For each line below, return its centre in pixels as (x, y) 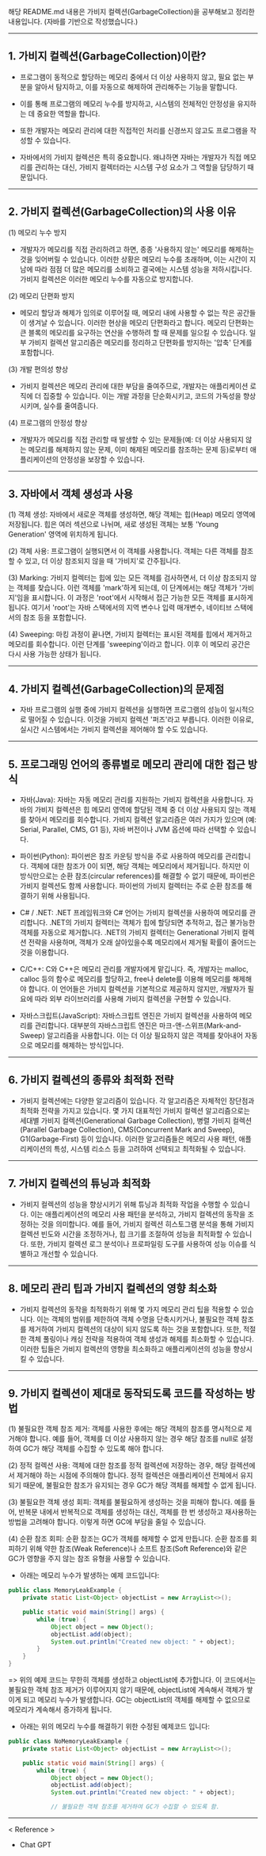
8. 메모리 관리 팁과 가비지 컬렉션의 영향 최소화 (113, 1289)
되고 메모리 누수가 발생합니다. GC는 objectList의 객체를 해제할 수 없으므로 (137, 1700)
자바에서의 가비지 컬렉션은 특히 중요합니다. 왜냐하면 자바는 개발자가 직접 (131, 157)
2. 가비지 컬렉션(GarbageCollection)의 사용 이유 (122, 212)
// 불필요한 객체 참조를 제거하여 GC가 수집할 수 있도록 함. (135, 1807)
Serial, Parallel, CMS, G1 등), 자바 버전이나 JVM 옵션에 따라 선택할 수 (127, 830)
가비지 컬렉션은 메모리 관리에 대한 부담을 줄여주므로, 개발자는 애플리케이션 (134, 386)
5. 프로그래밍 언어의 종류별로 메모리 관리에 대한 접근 (127, 764)
